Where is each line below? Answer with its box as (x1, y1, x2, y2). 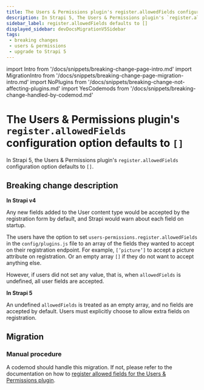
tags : (6, 32, 20, 38)
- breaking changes (8, 37, 59, 43)
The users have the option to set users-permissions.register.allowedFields (6, 233, 198, 241)
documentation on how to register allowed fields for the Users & (6, 370, 166, 378)
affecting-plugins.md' (6, 85, 61, 92)
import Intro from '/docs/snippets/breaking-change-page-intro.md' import (6, 65, 192, 73)
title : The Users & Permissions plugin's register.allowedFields (6, 9, 175, 15)
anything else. (6, 259, 42, 266)
